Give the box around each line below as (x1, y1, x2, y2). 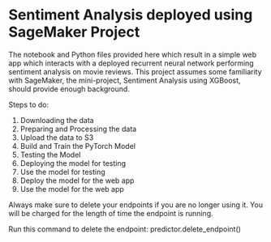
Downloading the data (19, 115, 95, 125)
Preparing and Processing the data (19, 124, 137, 134)
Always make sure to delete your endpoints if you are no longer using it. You (8, 200, 264, 210)
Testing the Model (19, 150, 81, 159)
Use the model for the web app (19, 184, 124, 193)
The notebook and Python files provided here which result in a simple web (8, 49, 257, 59)
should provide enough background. (8, 83, 130, 94)
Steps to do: (8, 100, 49, 109)
